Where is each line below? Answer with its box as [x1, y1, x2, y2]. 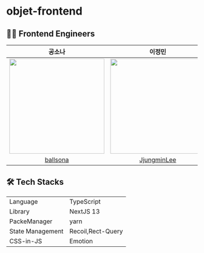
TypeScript [69, 197, 101, 206]
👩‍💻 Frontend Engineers [6, 29, 95, 39]
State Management [9, 227, 64, 235]
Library [9, 207, 30, 215]
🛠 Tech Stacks [6, 177, 64, 187]
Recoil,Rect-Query [69, 227, 123, 235]
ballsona [44, 156, 69, 164]
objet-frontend [6, 4, 83, 18]
